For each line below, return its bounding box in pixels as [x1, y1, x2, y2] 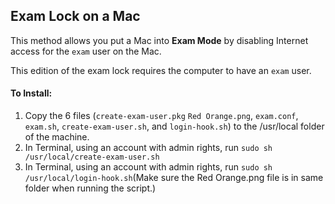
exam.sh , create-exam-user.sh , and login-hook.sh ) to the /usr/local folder [24, 120, 325, 133]
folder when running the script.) [24, 182, 157, 194]
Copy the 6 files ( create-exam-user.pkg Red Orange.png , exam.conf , [24, 110, 299, 122]
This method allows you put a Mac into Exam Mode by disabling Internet [10, 34, 309, 46]
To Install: [10, 87, 53, 99]
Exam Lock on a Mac [10, 8, 141, 25]
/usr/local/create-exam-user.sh [24, 152, 160, 163]
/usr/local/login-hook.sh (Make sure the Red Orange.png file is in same [24, 172, 324, 184]
